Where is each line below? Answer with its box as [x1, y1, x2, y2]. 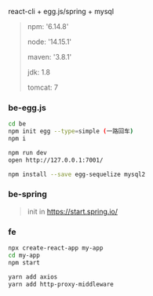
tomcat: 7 [27, 82, 59, 92]
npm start [8, 258, 41, 266]
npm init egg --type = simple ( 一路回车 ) [8, 127, 134, 136]
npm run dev [8, 148, 47, 156]
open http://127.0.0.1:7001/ [8, 156, 104, 164]
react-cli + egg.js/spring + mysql [8, 7, 115, 16]
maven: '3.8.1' [27, 53, 72, 61]
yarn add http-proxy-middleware [8, 280, 114, 288]
